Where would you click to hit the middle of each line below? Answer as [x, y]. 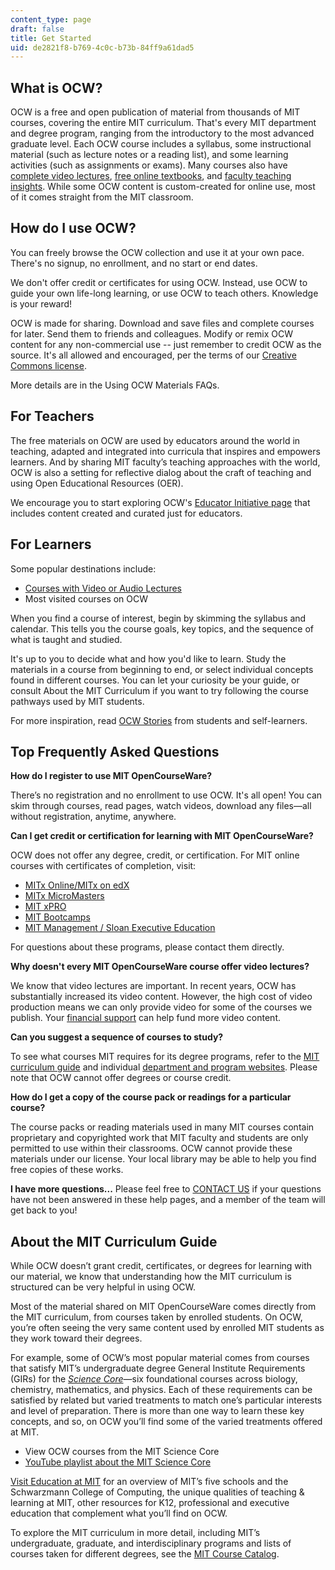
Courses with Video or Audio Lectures [103, 588]
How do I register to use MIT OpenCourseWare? [111, 776]
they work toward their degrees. [76, 1338]
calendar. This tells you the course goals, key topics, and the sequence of [162, 628]
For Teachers [52, 416]
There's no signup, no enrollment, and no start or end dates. [134, 263]
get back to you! [44, 1210]
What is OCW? [56, 87]
